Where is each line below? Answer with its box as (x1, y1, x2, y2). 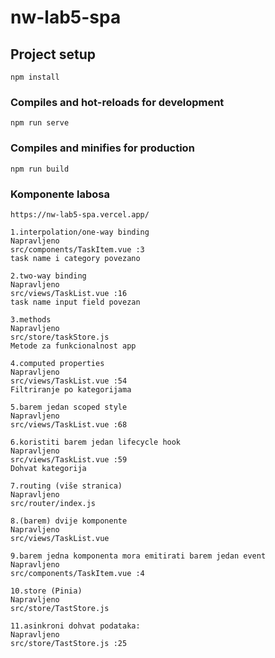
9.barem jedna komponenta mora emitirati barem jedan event (10, 551, 267, 561)
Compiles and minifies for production (10, 141, 195, 155)
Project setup (10, 46, 97, 63)
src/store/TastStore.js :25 (10, 638, 128, 648)
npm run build (10, 164, 70, 174)
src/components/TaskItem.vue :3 (10, 244, 145, 255)
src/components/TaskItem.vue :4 (10, 568, 145, 578)
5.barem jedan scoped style (10, 402, 128, 412)
